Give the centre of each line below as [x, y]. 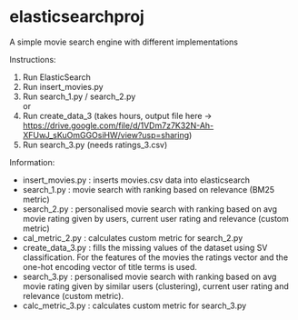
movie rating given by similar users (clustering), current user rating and [155, 286]
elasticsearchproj [77, 17]
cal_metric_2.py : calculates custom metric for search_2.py [133, 237]
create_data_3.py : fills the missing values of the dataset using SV [145, 247]
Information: [32, 162]
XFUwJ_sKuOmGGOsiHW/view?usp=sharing [106, 135]
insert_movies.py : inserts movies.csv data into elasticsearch [136, 180]
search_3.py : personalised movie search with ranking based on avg [149, 276]
